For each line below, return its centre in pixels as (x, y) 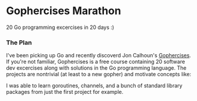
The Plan (19, 43)
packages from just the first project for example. (65, 92)
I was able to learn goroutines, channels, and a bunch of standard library (94, 86)
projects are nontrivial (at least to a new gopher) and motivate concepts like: (99, 74)
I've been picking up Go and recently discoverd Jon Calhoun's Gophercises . (99, 56)
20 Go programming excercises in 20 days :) (60, 27)
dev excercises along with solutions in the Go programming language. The (96, 68)
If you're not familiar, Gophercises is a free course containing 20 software (96, 62)
